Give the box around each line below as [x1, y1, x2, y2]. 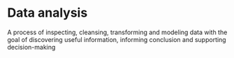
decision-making [7, 43, 56, 51]
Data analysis [7, 5, 88, 21]
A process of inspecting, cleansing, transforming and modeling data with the [7, 28, 228, 36]
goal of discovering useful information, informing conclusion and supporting [7, 35, 226, 43]
